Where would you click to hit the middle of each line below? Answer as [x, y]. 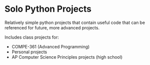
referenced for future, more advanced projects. [52, 27]
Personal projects [29, 52]
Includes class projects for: [32, 37]
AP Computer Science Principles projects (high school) [67, 57]
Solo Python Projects [48, 9]
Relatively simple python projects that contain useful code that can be [75, 22]
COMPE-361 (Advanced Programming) [51, 46]
